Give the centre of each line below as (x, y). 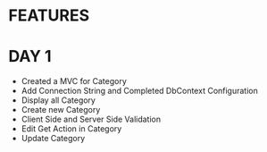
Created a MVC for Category (74, 81)
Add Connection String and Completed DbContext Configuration (139, 91)
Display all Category (58, 100)
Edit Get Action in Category (71, 129)
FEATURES (49, 16)
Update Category (53, 139)
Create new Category (61, 110)
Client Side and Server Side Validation (91, 119)
